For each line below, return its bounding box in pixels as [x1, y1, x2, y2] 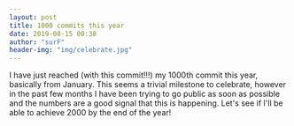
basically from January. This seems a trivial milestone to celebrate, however [9, 79, 286, 90]
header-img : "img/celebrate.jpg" [9, 46, 133, 55]
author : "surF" [9, 37, 66, 47]
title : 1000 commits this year [9, 21, 125, 30]
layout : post [9, 12, 58, 22]
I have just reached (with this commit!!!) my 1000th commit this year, [9, 70, 259, 80]
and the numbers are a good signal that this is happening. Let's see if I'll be [9, 98, 283, 108]
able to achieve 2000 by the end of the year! [9, 107, 172, 118]
